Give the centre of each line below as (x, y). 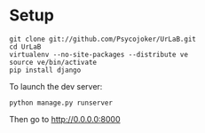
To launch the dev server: (56, 86)
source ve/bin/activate (53, 62)
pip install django (45, 70)
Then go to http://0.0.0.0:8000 (65, 119)
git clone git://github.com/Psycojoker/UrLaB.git (103, 39)
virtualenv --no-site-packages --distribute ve (99, 54)
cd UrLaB (25, 47)
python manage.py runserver (61, 103)
